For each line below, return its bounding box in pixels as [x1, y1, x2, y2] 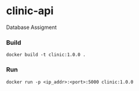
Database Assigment [6, 24, 57, 31]
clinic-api [6, 4, 54, 18]
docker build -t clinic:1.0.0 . [6, 52, 86, 58]
